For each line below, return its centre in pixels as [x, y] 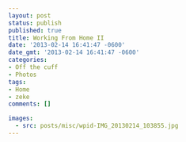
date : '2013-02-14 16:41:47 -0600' [67, 45]
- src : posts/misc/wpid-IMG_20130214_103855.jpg [97, 126]
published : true [35, 30]
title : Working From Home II [56, 38]
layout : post [30, 15]
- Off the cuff [33, 67]
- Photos [23, 75]
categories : [28, 60]
